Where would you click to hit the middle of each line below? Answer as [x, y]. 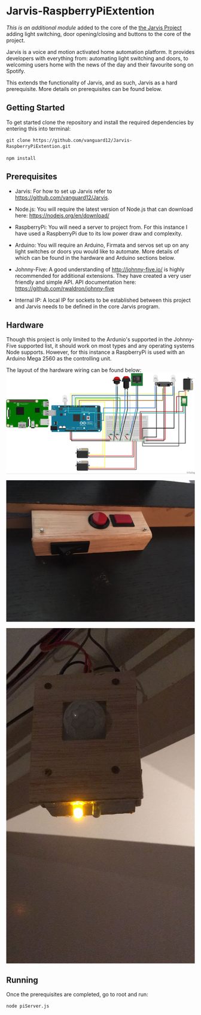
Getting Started [36, 108]
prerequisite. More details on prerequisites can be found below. [84, 89]
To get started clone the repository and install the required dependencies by [100, 122]
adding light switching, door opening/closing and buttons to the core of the [99, 34]
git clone [19, 140]
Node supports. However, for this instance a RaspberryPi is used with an [96, 352]
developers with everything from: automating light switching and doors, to [97, 58]
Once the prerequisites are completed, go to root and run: [77, 995]
